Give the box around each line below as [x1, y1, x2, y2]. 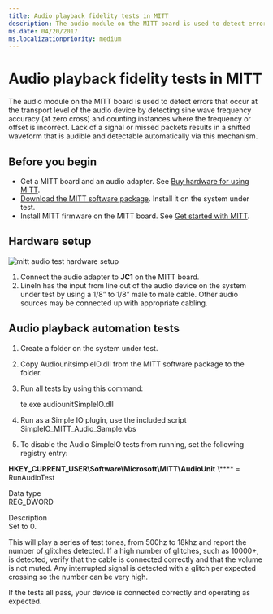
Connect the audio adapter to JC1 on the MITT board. [19, 272, 200, 282]
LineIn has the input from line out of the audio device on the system [19, 280, 246, 290]
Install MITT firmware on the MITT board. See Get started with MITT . [19, 211, 250, 221]
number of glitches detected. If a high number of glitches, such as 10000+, [8, 546, 259, 555]
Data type [8, 488, 41, 498]
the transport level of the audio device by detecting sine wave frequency [8, 105, 252, 115]
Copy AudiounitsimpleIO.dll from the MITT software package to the [19, 359, 245, 369]
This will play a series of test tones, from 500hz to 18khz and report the [8, 537, 247, 546]
